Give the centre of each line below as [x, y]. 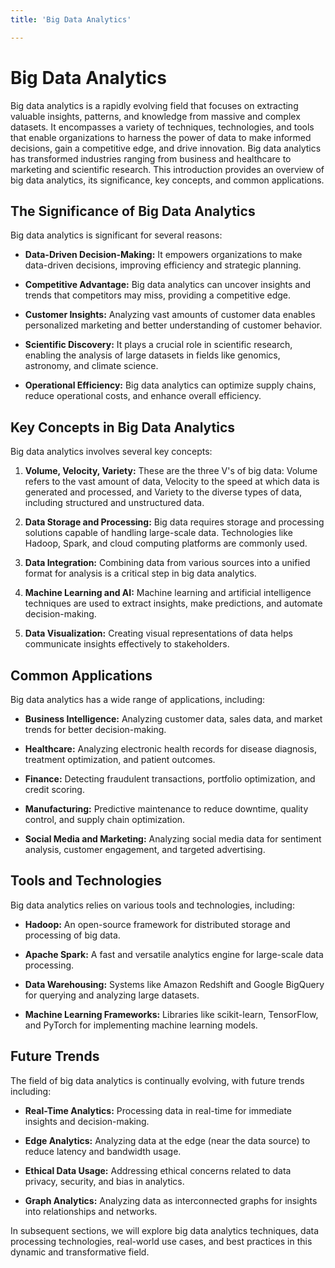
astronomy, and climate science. [91, 366]
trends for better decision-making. [95, 729]
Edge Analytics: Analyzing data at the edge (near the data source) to [167, 1140]
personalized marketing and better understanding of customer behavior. [173, 325]
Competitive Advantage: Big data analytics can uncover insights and [168, 285]
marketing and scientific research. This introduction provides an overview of [167, 169]
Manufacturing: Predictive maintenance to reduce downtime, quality [166, 809]
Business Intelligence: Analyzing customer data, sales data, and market [173, 719]
